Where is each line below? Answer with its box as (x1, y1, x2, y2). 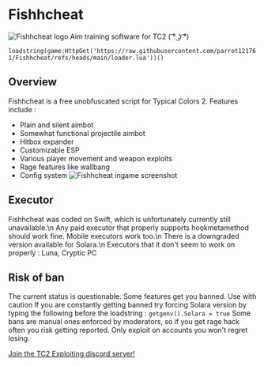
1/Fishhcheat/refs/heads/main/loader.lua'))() (8, 54, 164, 62)
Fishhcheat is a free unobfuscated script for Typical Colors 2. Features (8, 96, 239, 106)
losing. (8, 334, 30, 343)
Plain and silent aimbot (19, 120, 94, 130)
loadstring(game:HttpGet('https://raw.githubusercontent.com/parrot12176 (8, 47, 257, 55)
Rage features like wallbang (19, 162, 111, 172)
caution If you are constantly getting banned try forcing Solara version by (8, 300, 247, 310)
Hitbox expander (19, 137, 74, 146)
